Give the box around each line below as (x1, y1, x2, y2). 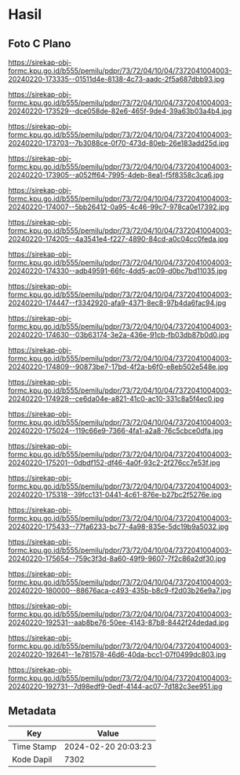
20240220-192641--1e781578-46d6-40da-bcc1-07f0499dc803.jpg (8, 650, 227, 659)
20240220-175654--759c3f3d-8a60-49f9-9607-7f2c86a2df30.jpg (8, 554, 226, 563)
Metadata (8, 704, 56, 718)
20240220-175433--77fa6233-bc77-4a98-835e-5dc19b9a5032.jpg (8, 522, 229, 531)
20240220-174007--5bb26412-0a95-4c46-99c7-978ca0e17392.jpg (8, 202, 230, 212)
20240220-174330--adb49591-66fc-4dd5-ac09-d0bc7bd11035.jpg (8, 266, 227, 275)
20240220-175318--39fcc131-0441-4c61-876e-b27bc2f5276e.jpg (8, 490, 222, 499)
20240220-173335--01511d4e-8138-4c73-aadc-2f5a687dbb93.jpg (8, 75, 225, 83)
